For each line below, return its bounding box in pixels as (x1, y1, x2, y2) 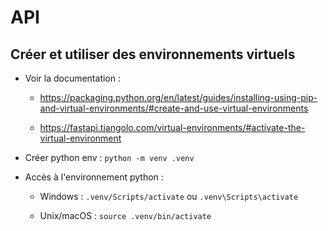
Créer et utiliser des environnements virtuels (10, 46, 296, 63)
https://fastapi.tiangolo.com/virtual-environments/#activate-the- (39, 122, 306, 133)
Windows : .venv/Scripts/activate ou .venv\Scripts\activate (39, 191, 299, 202)
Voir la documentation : (24, 72, 121, 84)
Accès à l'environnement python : (24, 171, 164, 183)
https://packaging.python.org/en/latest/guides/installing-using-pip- (39, 92, 318, 103)
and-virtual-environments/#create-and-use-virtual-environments (39, 102, 309, 114)
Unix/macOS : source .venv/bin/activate (39, 210, 212, 221)
